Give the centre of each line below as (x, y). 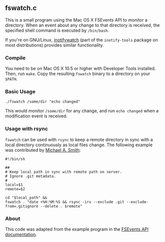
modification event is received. (36, 116)
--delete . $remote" (61, 206)
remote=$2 (15, 189)
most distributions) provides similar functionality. (55, 45)
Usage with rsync (27, 129)
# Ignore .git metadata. (31, 176)
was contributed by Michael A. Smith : (43, 150)
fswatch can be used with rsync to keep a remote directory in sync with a (79, 139)
